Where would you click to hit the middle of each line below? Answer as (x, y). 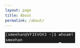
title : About (18, 15)
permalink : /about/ (25, 20)
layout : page (18, 10)
